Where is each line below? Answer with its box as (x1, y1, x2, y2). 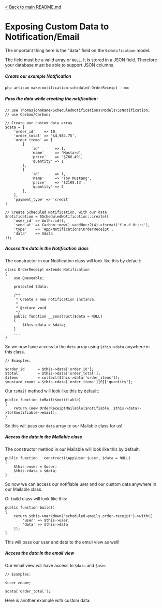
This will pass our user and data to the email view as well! (5, 539, 119, 545)
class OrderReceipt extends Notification (5, 267, 90, 272)
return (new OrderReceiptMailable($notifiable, (14, 405, 111, 411)
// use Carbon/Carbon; (5, 112, 51, 117)
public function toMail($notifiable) (5, 397, 81, 402)
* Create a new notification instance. (15, 297, 96, 302)
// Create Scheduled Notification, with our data (5, 210, 107, 215)
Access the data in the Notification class (5, 245, 89, 252)
